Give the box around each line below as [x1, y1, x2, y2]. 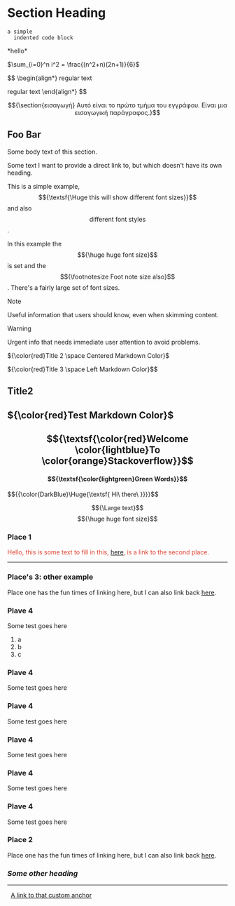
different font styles [89, 215, 146, 223]
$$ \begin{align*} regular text [7, 74, 92, 82]
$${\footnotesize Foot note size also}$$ [59, 272, 176, 281]
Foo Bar [7, 128, 42, 141]
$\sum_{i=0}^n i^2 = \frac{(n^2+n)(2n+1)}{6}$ [7, 60, 140, 68]
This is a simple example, [7, 182, 80, 190]
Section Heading [7, 5, 106, 21]
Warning [7, 324, 31, 333]
